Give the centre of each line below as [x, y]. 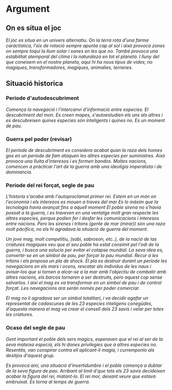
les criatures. [20, 315]
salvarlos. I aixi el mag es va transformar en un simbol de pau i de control [84, 283]
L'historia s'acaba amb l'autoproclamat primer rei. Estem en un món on [81, 197]
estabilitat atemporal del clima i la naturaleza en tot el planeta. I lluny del [83, 56]
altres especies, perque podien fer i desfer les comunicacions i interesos [82, 218]
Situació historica [35, 83]
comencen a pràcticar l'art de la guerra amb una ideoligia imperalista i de [84, 166]
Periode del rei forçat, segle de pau [50, 185]
